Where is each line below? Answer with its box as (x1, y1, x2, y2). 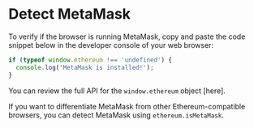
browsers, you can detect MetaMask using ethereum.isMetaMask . (8, 110, 225, 120)
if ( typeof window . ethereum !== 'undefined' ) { (8, 56, 173, 64)
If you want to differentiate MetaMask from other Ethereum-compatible (8, 101, 246, 111)
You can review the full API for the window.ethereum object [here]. (8, 86, 226, 96)
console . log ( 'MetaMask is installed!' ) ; (15, 63, 154, 71)
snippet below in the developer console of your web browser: (8, 40, 213, 49)
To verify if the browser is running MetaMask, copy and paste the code (8, 32, 246, 41)
